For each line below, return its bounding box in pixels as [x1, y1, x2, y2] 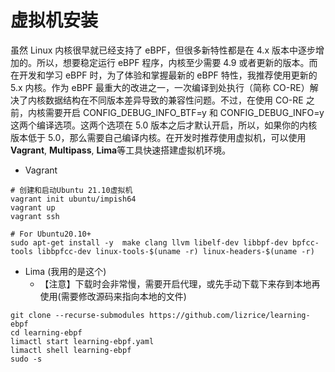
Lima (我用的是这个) [24, 265, 107, 277]
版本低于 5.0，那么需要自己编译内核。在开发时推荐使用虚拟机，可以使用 [10, 131, 307, 143]
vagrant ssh [10, 211, 60, 221]
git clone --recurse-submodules [10, 310, 145, 320]
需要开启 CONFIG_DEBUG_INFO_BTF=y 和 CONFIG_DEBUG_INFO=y [44, 106, 325, 118]
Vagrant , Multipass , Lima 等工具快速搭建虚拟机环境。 [10, 144, 232, 156]
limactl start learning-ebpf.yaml [10, 336, 155, 346]
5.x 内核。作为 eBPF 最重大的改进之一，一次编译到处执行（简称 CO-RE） [10, 81, 310, 93]
